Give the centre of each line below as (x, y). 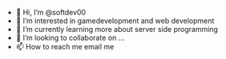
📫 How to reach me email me (65, 47)
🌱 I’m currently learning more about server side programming (117, 29)
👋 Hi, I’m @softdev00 (51, 12)
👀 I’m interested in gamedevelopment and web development (115, 21)
